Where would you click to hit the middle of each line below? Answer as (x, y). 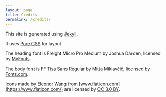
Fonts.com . (17, 74)
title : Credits (21, 15)
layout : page (19, 10)
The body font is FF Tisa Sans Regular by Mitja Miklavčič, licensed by (78, 69)
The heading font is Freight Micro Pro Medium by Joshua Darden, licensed (83, 53)
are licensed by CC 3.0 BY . (92, 89)
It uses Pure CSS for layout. (34, 44)
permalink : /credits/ (28, 19)
